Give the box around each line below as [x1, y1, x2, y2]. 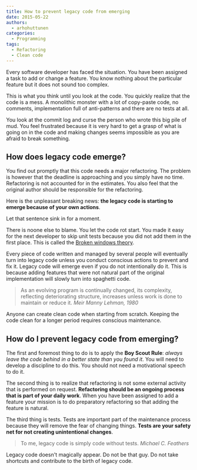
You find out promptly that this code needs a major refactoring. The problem [6, 167, 191, 174]
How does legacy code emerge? [6, 152, 126, 162]
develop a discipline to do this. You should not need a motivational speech [6, 362, 186, 369]
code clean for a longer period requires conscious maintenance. [6, 317, 162, 324]
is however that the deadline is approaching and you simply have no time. [6, 174, 184, 181]
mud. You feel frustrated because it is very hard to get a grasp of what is [6, 122, 182, 129]
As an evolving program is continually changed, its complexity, [20, 287, 172, 294]
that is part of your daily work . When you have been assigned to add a [6, 392, 179, 399]
